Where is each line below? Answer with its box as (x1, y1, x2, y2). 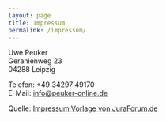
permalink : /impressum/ (8, 26, 87, 34)
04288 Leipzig (8, 65, 56, 74)
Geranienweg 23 (8, 56, 62, 66)
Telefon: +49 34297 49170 (8, 80, 95, 89)
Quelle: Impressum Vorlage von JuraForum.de (8, 104, 158, 113)
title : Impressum (8, 19, 66, 27)
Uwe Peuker (8, 48, 48, 58)
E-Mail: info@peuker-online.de (8, 89, 108, 98)
